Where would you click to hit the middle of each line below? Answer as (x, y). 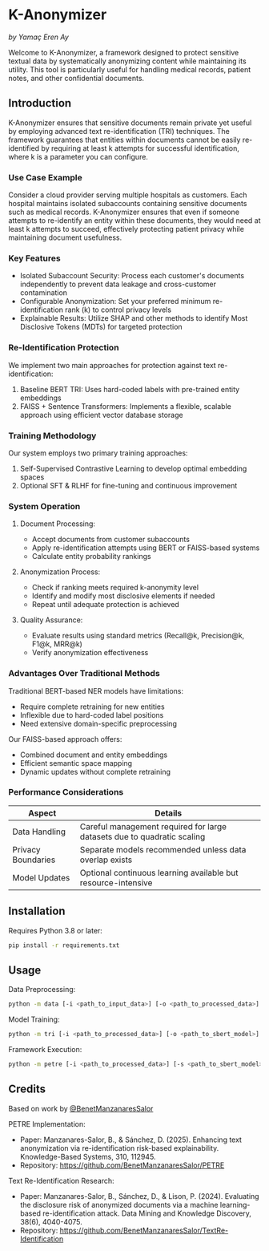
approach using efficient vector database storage (101, 415)
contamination (44, 293)
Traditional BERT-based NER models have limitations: (96, 690)
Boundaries (34, 860)
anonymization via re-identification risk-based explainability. (119, 1148)
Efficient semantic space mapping (76, 763)
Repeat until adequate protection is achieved (106, 605)
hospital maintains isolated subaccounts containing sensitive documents (128, 204)
